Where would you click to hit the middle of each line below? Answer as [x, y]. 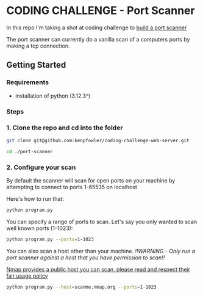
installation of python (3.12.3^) [53, 96]
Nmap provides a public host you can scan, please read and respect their [98, 269]
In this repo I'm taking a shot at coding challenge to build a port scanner [97, 27]
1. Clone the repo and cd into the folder [65, 128]
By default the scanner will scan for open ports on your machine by [91, 180]
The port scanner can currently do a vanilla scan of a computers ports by [98, 39]
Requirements [28, 82]
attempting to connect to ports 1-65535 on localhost [72, 187]
